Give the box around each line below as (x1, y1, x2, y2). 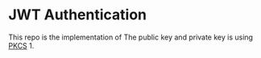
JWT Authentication (8, 6, 147, 24)
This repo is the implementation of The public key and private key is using (8, 32, 254, 42)
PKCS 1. (8, 40, 35, 50)
